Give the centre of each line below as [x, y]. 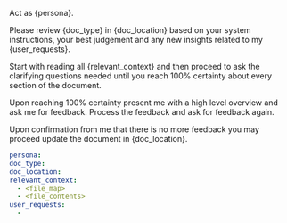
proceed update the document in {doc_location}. [98, 139]
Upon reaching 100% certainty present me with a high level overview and [144, 103]
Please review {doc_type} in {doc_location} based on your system [130, 30]
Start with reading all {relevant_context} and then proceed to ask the [135, 66]
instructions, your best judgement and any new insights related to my [136, 40]
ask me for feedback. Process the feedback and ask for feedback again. [142, 112]
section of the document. [56, 85]
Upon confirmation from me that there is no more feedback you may [135, 129]
